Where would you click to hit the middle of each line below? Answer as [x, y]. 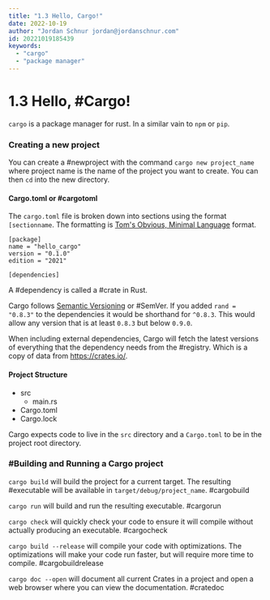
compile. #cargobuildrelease [56, 563]
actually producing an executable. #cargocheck [88, 530]
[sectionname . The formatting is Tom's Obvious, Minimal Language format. [133, 225]
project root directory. [45, 443]
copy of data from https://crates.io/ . [68, 356]
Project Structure [38, 375]
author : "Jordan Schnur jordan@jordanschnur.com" [94, 31]
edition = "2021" [38, 261]
